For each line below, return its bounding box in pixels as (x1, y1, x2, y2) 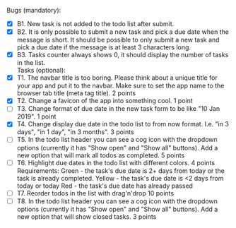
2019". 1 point (16, 112, 57, 121)
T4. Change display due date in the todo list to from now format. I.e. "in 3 (16, 120, 229, 128)
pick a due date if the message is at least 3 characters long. (16, 43, 191, 52)
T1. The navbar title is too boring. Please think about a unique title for (16, 73, 218, 82)
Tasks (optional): (16, 66, 66, 75)
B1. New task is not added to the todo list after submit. (16, 20, 175, 28)
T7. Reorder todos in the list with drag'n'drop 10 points (16, 188, 175, 197)
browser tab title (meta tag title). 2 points (16, 89, 136, 97)
